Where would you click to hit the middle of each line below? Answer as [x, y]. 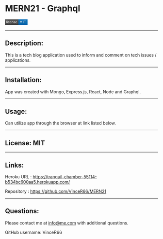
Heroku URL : [18, 177]
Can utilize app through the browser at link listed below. [61, 123]
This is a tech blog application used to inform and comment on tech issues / [81, 55]
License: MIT [25, 143]
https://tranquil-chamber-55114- [65, 177]
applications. [18, 60]
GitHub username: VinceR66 [33, 232]
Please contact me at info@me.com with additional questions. [67, 223]
